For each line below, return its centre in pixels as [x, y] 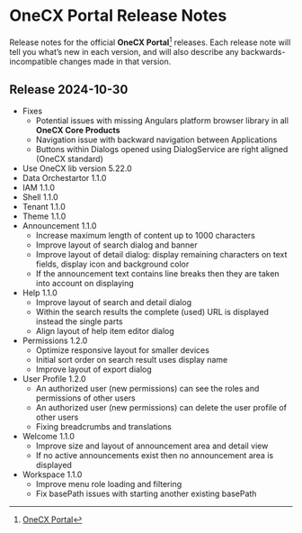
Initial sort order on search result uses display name [132, 360]
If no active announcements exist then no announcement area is [155, 456]
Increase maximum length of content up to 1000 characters [146, 236]
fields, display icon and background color [112, 264]
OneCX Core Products [78, 131]
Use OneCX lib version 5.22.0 [77, 168]
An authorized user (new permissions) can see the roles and [147, 389]
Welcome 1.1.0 [48, 437]
